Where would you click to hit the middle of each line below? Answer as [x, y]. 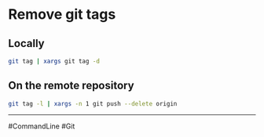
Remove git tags [62, 14]
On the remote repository [71, 86]
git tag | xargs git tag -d [54, 61]
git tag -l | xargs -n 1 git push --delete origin [93, 103]
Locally [26, 43]
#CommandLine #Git [42, 126]
